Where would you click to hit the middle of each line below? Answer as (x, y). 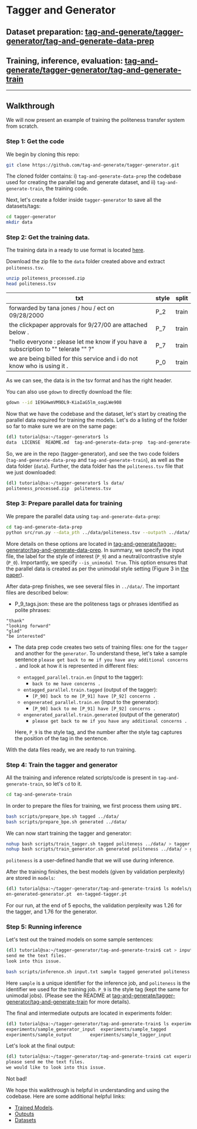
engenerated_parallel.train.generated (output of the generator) (101, 714)
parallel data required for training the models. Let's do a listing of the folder (97, 420)
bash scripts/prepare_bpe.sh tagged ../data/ (62, 816)
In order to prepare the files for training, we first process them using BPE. (94, 805)
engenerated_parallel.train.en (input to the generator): (91, 702)
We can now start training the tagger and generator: (69, 833)
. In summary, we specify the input (142, 550)
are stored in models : (31, 878)
